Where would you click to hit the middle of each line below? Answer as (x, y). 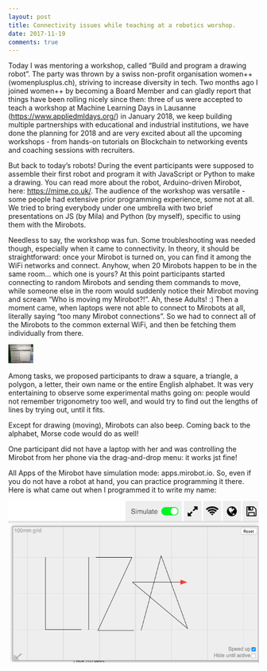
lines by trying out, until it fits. (57, 409)
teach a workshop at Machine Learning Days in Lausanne (102, 108)
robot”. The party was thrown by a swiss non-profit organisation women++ (130, 74)
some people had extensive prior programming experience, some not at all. (131, 200)
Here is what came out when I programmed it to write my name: (112, 490)
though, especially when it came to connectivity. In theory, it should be (124, 249)
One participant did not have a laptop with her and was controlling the (122, 449)
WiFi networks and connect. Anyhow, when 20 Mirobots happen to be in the (133, 266)
